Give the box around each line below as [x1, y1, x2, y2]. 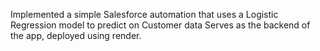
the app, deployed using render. [10, 30, 142, 41]
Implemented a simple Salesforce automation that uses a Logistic [10, 9, 279, 20]
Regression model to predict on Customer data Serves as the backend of [10, 19, 311, 31]
